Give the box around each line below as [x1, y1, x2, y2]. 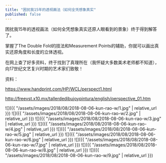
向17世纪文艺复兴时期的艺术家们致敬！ [5, 65, 83, 72]
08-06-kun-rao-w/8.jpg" [5, 147, 56, 153]
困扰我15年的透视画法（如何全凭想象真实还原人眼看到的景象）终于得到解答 [5, 26, 157, 32]
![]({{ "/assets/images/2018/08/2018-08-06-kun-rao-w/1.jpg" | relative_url [5, 105, 157, 111]
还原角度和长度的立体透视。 [9, 49, 66, 55]
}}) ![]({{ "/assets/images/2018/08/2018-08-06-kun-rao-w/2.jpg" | [5, 110, 141, 116]
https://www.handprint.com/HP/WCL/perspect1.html [5, 86, 112, 92]
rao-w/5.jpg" [5, 131, 31, 137]
